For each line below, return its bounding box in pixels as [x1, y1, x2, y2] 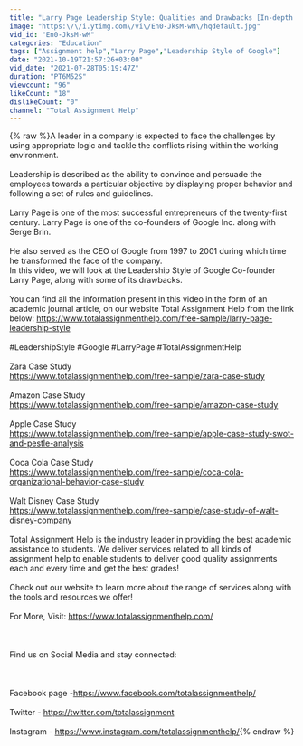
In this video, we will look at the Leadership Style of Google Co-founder [9, 265, 276, 276]
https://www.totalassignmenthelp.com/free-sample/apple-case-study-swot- [9, 429, 294, 439]
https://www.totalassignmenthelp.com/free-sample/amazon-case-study [9, 400, 279, 411]
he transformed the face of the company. [9, 255, 163, 267]
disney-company [9, 515, 72, 525]
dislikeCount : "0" [9, 97, 79, 107]
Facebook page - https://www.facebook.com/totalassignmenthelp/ [9, 688, 256, 699]
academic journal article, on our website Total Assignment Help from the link [9, 304, 294, 315]
